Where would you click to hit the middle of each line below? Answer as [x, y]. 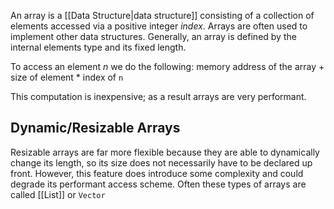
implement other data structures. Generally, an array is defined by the [153, 36]
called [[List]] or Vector [58, 194]
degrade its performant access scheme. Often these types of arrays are [158, 184]
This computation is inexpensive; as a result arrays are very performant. [158, 96]
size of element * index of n [67, 77]
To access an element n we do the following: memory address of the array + [167, 66]
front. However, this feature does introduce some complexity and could [157, 173]
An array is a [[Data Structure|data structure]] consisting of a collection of [162, 15]
